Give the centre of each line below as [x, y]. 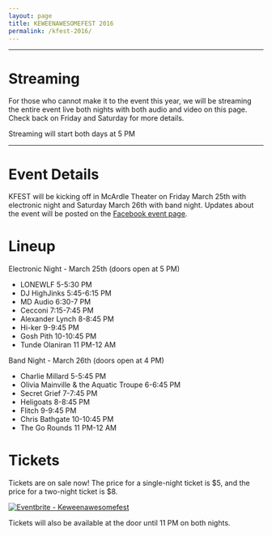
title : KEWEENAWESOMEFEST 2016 [61, 23]
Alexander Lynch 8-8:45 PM [67, 319]
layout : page [30, 16]
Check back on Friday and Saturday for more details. [96, 118]
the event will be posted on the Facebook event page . [98, 214]
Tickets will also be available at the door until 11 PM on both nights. [119, 523]
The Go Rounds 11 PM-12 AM [68, 428]
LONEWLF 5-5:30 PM [56, 285]
